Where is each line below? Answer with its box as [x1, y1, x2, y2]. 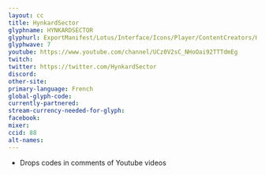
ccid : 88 [8, 128, 37, 136]
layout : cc [8, 11, 44, 20]
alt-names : [8, 136, 44, 144]
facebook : [8, 114, 41, 122]
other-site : [8, 77, 47, 85]
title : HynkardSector [8, 19, 80, 27]
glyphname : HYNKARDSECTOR [8, 26, 93, 34]
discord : [8, 70, 37, 78]
